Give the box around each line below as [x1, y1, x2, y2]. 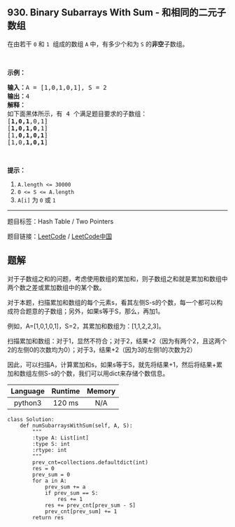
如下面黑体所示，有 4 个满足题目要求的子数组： [7, 109, 148, 118]
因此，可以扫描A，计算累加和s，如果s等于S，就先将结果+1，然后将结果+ [7, 360, 217, 369]
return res [32, 514, 64, 521]
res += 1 [57, 495, 83, 502]
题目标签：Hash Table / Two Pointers [7, 217, 114, 226]
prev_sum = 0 [32, 471, 71, 478]
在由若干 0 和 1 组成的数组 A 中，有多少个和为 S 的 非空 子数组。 [7, 39, 189, 48]
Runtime [51, 386, 80, 396]
